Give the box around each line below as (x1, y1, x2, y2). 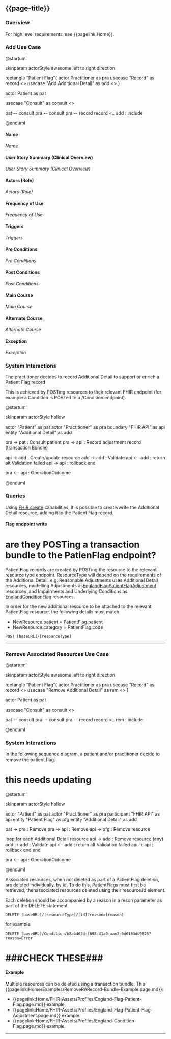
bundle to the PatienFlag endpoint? (5, 550, 157, 561)
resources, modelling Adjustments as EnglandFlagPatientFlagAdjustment (5, 583, 157, 589)
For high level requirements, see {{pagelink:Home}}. (5, 31, 115, 37)
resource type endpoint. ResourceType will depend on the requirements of (5, 572, 161, 578)
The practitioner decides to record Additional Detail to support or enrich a (5, 374, 159, 380)
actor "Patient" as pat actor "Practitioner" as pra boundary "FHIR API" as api (5, 424, 165, 430)
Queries (5, 492, 25, 499)
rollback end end (5, 847, 41, 853)
